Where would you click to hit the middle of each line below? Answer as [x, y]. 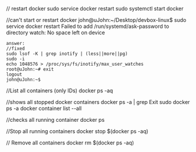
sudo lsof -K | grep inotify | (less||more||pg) [67, 54]
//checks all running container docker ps [55, 120]
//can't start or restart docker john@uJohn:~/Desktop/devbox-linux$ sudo [96, 20]
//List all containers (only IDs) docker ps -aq [60, 90]
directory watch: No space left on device [55, 33]
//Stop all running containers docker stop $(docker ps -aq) [77, 131]
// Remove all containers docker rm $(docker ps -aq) [70, 143]
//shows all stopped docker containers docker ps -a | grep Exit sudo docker [98, 102]
